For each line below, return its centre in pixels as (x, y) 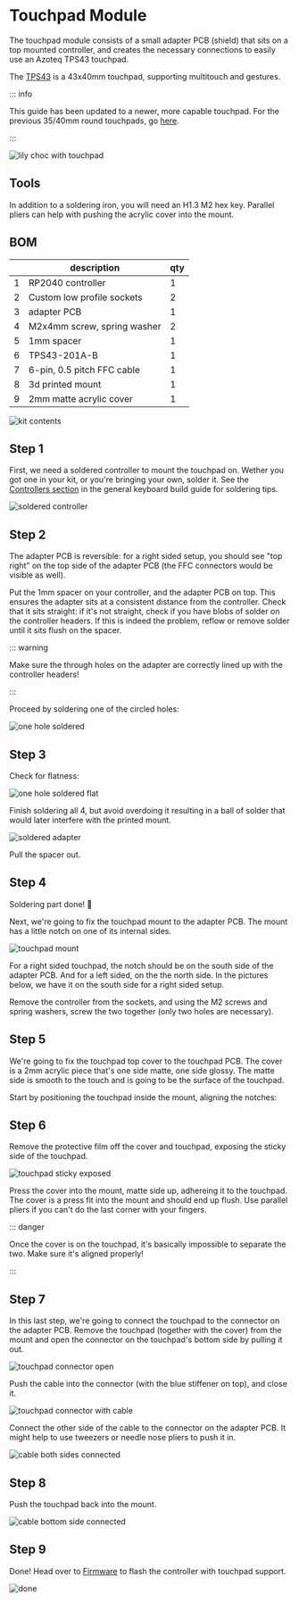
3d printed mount (65, 384)
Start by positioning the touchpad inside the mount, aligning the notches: (143, 1097)
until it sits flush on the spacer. (66, 630)
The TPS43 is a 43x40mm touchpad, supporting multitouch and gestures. (145, 76)
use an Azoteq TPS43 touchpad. (69, 59)
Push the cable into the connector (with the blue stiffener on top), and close (148, 1384)
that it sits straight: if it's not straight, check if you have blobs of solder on (145, 612)
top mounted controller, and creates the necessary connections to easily (143, 49)
